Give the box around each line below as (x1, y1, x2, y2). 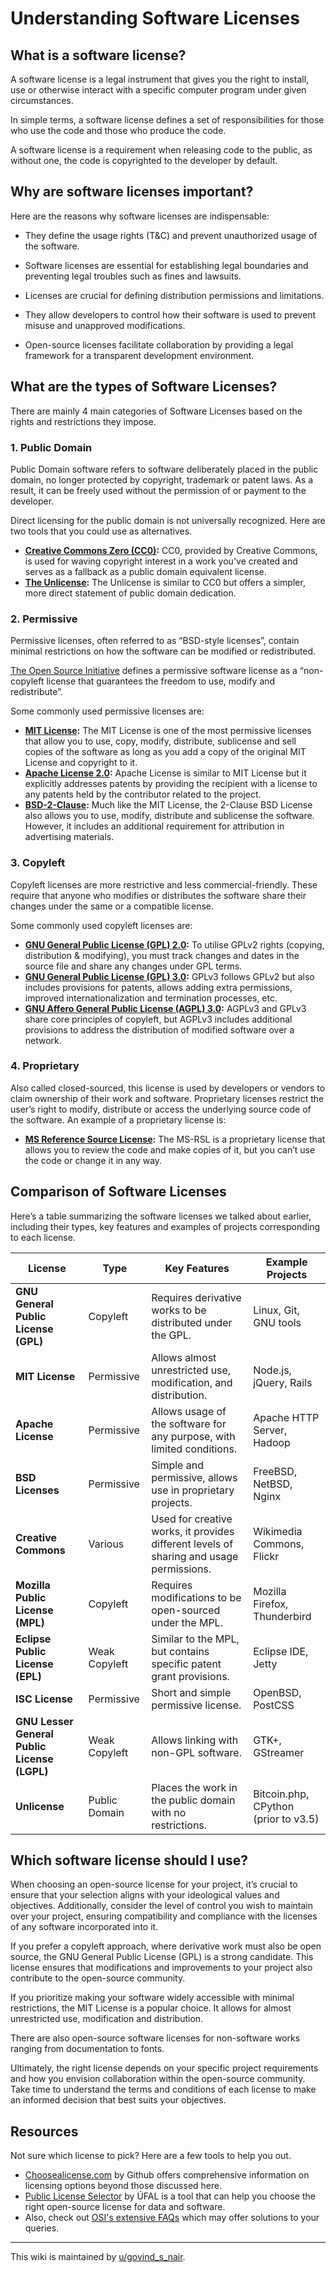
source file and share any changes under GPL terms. (24, 960, 243, 972)
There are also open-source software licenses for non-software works (10, 2032, 301, 2044)
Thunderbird (253, 1609, 312, 1623)
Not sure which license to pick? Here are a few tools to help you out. (10, 2150, 292, 2162)
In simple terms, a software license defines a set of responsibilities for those (10, 114, 325, 126)
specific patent (151, 1657, 222, 1671)
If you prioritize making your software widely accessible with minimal (10, 1992, 295, 2004)
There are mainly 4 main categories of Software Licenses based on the (10, 405, 303, 417)
